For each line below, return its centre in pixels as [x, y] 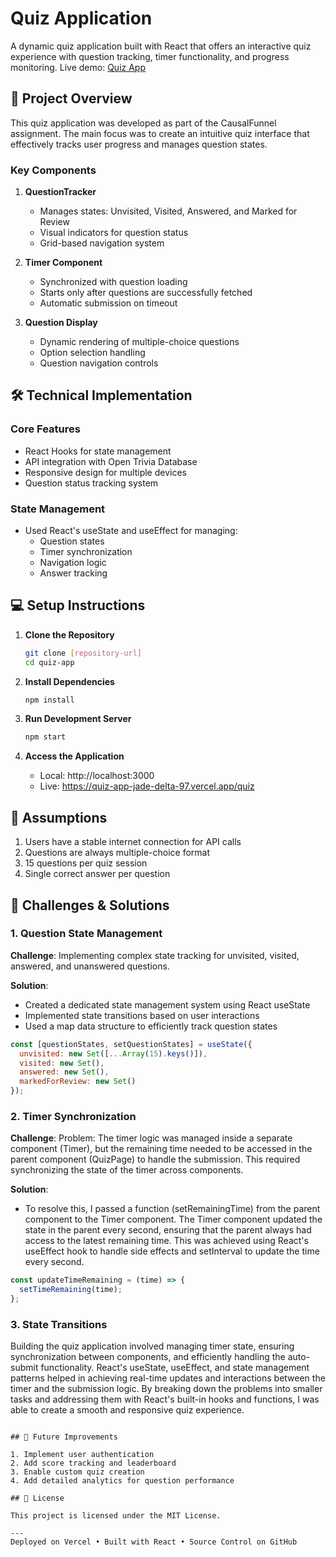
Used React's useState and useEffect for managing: [131, 531]
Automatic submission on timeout [108, 303]
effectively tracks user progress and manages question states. [139, 144]
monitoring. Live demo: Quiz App [78, 67]
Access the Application [74, 756]
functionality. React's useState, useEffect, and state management [175, 1368]
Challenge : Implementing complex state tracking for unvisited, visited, [155, 955]
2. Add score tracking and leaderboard [93, 1463]
